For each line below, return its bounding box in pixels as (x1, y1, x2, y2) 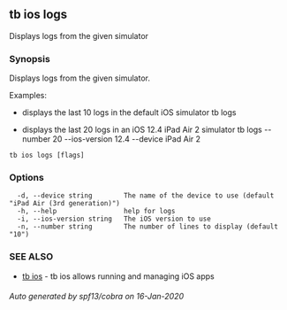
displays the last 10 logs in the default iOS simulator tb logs (21, 107, 237, 118)
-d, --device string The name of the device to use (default (17, 191, 275, 200)
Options (9, 172, 44, 184)
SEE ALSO (9, 251, 54, 263)
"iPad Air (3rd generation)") (9, 199, 121, 208)
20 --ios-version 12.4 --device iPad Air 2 (52, 134, 201, 144)
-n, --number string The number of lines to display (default (17, 222, 278, 231)
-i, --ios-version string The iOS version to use (17, 214, 212, 224)
